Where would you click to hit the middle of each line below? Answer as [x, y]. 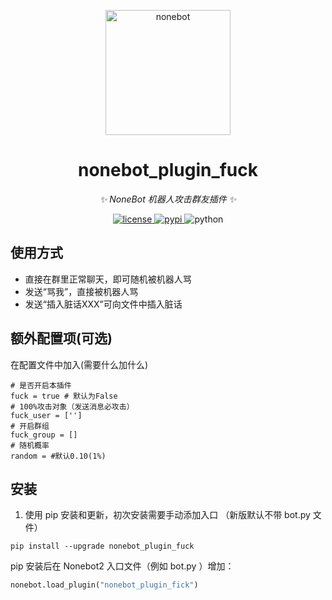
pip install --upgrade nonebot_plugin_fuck [102, 546]
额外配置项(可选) [61, 338]
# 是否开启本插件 [41, 385]
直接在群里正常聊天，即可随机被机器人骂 [108, 279]
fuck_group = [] [44, 435]
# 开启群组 [30, 426]
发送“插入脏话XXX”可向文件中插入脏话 [103, 304]
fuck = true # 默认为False [64, 396]
